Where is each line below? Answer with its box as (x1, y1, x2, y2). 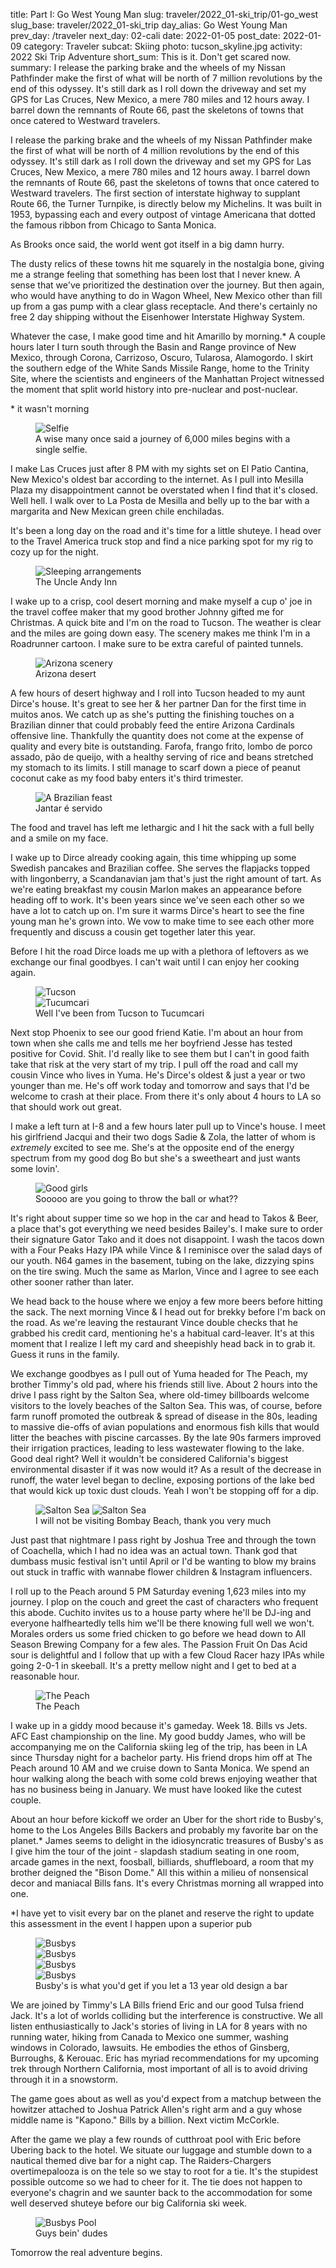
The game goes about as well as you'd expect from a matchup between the (10, 2093, 322, 2104)
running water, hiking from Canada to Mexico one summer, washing (10, 2031, 289, 2043)
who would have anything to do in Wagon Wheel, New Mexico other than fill (10, 290, 323, 301)
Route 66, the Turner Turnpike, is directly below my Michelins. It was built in (10, 198, 323, 209)
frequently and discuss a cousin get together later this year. (10, 926, 256, 938)
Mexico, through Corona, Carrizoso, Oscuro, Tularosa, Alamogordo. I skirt (10, 352, 314, 363)
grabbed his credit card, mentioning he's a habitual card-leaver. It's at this (10, 1327, 315, 1339)
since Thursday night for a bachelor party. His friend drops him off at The (10, 1752, 313, 1763)
